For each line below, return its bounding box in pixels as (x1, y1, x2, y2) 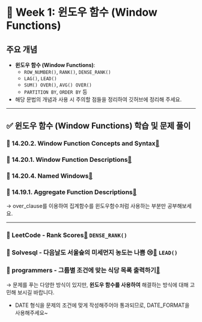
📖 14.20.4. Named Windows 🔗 (6, 172, 93, 180)
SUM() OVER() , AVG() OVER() (23, 81, 92, 88)
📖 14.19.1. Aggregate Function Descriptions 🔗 (6, 188, 137, 196)
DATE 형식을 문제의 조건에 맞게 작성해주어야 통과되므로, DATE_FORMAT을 (14, 301, 190, 309)
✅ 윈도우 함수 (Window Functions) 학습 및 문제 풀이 (6, 121, 191, 131)
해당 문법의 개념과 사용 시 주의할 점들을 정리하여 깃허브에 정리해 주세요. (14, 96, 182, 103)
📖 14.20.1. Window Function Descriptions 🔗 (6, 155, 132, 164)
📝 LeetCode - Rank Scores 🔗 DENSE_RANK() (6, 231, 127, 239)
